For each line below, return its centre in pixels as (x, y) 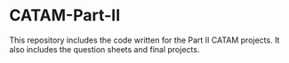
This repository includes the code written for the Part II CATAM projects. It (144, 40)
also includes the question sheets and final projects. (104, 49)
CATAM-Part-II (65, 16)
